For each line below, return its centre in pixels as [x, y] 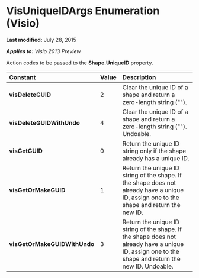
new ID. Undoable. [148, 266]
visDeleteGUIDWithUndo [44, 122]
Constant [23, 77]
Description [139, 77]
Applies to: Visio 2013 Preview [44, 51]
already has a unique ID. [156, 158]
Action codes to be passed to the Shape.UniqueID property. [80, 63]
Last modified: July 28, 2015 [41, 40]
